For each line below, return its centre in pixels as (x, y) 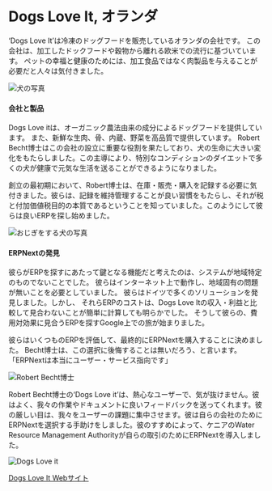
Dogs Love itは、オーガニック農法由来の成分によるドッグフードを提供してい (136, 128)
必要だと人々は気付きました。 (58, 70)
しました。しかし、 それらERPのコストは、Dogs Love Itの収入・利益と (132, 303)
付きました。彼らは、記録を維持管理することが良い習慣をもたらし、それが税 (136, 196)
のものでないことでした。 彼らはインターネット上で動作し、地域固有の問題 (134, 282)
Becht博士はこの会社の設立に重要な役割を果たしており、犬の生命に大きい (131, 148)
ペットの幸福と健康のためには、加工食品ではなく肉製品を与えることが (141, 61)
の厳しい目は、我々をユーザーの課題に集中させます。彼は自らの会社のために (136, 415)
